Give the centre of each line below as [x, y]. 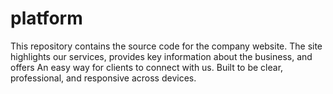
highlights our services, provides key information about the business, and [161, 56]
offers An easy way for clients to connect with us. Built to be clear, [147, 67]
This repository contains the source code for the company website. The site [166, 46]
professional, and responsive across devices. [103, 78]
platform [46, 18]
